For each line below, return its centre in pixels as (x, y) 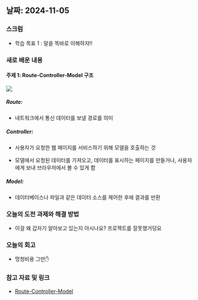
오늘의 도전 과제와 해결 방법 (43, 214)
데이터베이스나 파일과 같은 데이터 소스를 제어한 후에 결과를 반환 (87, 197)
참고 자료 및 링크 (28, 278)
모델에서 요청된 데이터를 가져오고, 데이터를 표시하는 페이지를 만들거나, (95, 160)
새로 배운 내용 (25, 60)
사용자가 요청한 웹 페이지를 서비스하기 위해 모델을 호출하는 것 (85, 147)
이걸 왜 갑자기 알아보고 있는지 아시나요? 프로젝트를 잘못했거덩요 (88, 228)
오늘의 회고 (21, 245)
